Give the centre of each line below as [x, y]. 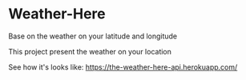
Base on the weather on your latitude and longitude [93, 36]
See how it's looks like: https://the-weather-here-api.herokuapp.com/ [123, 67]
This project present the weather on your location [90, 51]
